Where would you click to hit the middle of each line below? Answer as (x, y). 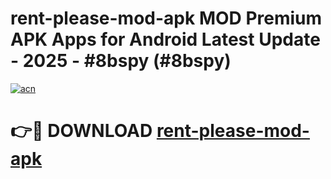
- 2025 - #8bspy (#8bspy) (121, 61)
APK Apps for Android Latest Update (165, 39)
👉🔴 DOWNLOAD (81, 131)
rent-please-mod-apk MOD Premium (166, 18)
